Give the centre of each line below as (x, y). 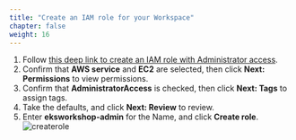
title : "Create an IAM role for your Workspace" (102, 17)
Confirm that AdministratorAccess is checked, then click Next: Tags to (155, 88)
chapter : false (38, 26)
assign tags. (45, 98)
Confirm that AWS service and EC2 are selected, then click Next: (144, 69)
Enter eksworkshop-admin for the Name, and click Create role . (140, 117)
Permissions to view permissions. (85, 79)
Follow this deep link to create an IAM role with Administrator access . (150, 60)
